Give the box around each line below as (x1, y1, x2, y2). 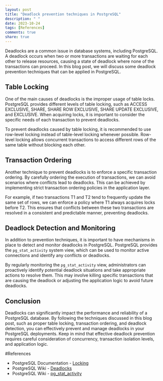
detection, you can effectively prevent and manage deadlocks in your (5, 326, 144, 332)
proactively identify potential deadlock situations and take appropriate (5, 267, 146, 273)
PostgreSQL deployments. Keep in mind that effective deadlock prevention (5, 331, 155, 337)
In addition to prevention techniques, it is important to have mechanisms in (5, 237, 155, 243)
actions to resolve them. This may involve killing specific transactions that (5, 272, 153, 278)
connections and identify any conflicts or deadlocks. (5, 253, 111, 259)
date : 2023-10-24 (5, 21, 41, 26)
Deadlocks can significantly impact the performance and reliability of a (5, 310, 147, 316)
